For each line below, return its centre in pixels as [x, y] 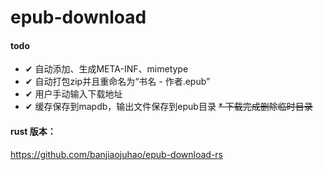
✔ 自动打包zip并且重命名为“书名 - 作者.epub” [117, 82]
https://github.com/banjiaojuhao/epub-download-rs [116, 154]
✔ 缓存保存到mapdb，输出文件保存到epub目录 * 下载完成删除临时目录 [168, 107]
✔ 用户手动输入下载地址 [73, 94]
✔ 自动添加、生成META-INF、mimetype [106, 69]
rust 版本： [33, 131]
